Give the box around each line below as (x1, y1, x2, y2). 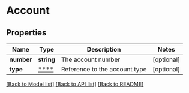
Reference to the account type (61, 65, 147, 73)
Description (86, 46, 121, 53)
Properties (6, 28, 47, 38)
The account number (61, 55, 121, 64)
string (38, 55, 56, 64)
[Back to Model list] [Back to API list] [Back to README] (6, 80, 144, 88)
